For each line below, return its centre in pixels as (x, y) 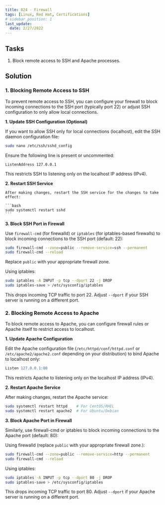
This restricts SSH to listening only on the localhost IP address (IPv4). (76, 174)
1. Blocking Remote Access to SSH (47, 90)
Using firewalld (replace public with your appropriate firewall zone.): (75, 445)
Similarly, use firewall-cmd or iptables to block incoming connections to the (82, 430)
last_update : (19, 24)
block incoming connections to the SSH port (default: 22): (64, 239)
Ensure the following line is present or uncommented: (60, 155)
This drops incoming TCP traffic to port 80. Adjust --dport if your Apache (80, 492)
